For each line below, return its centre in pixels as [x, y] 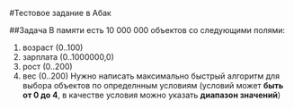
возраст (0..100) [53, 47]
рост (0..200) [48, 67]
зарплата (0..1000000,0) [68, 57]
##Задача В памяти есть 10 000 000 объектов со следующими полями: [147, 30]
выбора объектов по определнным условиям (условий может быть [153, 85]
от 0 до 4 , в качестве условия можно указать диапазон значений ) [151, 95]
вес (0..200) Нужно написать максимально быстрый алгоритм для [151, 76]
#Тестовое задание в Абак [61, 13]
